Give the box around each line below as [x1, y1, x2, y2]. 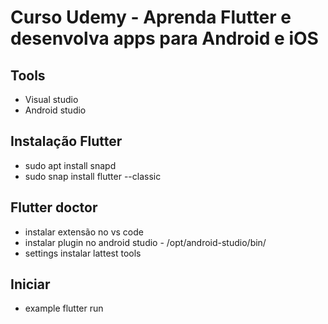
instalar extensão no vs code [24, 226, 144, 238]
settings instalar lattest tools [24, 247, 142, 259]
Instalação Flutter [10, 133, 123, 150]
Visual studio [24, 94, 79, 105]
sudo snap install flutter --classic [24, 170, 162, 182]
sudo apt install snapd [24, 159, 117, 171]
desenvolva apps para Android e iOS [10, 27, 319, 50]
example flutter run [24, 302, 104, 315]
